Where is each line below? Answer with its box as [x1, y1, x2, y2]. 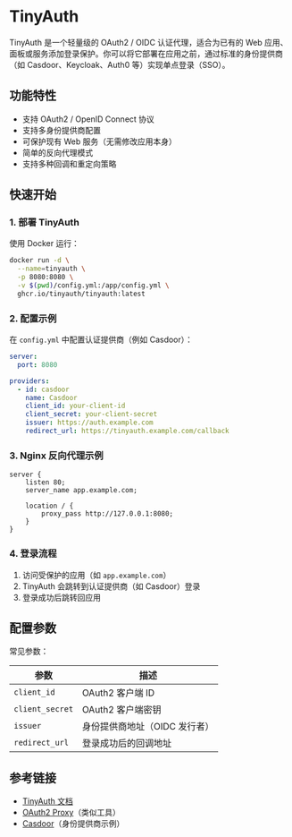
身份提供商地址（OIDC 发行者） [81, 721, 214, 733]
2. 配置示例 [9, 312, 57, 324]
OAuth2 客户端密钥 [81, 704, 162, 716]
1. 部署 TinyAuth [9, 217, 80, 229]
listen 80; [25, 478, 66, 487]
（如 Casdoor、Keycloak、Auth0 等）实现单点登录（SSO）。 [9, 59, 230, 70]
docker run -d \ [9, 256, 70, 265]
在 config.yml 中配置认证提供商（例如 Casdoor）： [9, 334, 194, 346]
